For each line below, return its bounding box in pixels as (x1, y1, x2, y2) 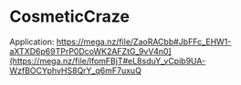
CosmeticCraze (9, 6, 131, 27)
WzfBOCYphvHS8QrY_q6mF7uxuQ (9, 65, 141, 76)
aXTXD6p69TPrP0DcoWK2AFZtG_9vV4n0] (9, 45, 172, 56)
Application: (9, 36, 55, 47)
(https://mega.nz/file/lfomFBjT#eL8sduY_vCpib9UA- (9, 55, 206, 66)
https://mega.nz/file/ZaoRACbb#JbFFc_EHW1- (56, 36, 232, 47)
